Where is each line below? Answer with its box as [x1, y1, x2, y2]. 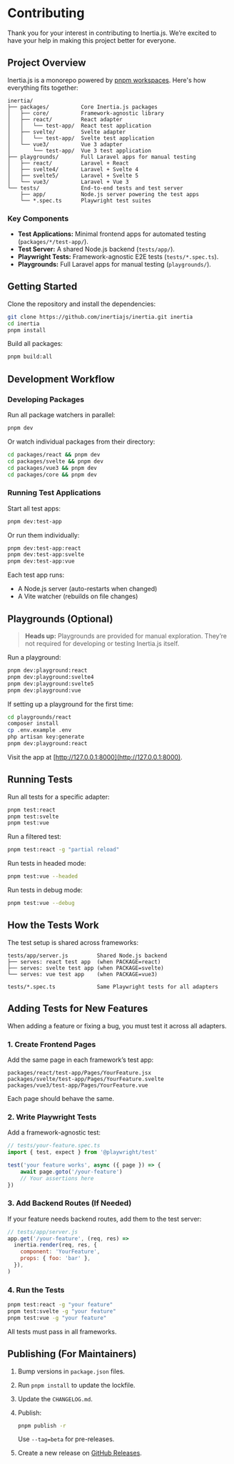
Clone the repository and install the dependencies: [7, 300, 156, 308]
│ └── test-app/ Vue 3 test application [7, 147, 152, 154]
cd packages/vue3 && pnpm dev [7, 464, 98, 471]
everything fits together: [7, 83, 78, 92]
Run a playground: [7, 653, 61, 662]
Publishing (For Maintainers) [7, 1348, 137, 1360]
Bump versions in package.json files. [17, 1367, 125, 1376]
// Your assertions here [20, 1174, 94, 1182]
